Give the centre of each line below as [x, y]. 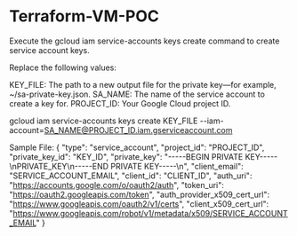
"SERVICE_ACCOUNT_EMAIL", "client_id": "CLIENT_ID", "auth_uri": [131, 176]
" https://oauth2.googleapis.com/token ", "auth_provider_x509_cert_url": [140, 194]
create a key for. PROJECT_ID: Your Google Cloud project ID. [120, 103]
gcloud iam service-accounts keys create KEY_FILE [104, 121]
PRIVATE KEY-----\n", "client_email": [177, 166]
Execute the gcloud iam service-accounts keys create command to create [144, 41]
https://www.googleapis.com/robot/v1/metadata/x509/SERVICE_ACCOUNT [151, 213]
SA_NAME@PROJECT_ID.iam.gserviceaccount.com [138, 130]
